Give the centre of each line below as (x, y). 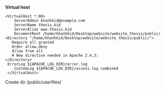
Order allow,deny (30, 47)
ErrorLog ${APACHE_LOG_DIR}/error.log (47, 64)
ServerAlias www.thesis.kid (43, 29)
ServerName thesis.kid (37, 25)
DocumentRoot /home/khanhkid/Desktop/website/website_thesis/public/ (87, 34)
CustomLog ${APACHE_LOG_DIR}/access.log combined (66, 69)
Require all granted (33, 42)
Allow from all (27, 51)
